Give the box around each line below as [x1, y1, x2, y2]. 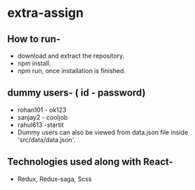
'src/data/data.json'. [17, 135, 76, 144]
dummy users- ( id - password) [7, 87, 146, 99]
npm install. [17, 59, 51, 68]
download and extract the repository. [17, 51, 125, 60]
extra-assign [7, 5, 84, 21]
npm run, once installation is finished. [17, 67, 126, 75]
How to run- [7, 33, 61, 45]
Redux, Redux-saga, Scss [17, 175, 93, 183]
